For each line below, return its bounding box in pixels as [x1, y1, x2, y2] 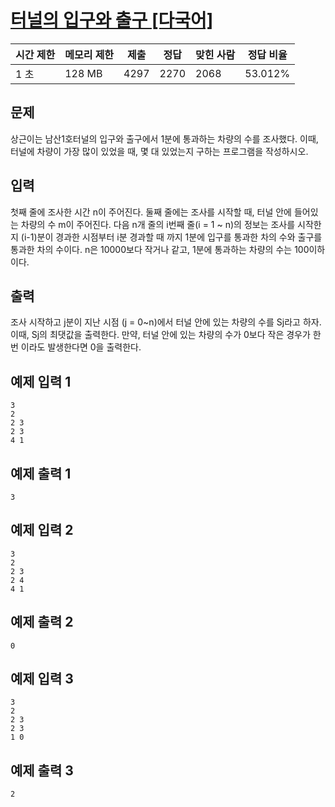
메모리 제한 [64, 47, 115, 61]
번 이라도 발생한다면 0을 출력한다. [10, 341, 142, 353]
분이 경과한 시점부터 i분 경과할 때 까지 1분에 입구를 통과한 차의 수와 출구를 [36, 231, 323, 243]
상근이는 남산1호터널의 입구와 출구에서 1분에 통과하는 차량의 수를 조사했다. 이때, [10, 132, 319, 145]
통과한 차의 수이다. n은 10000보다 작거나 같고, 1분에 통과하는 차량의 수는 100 [10, 243, 310, 255]
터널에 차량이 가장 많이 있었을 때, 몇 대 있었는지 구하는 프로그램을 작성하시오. [10, 145, 309, 157]
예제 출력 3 [10, 762, 74, 779]
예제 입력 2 [10, 522, 74, 539]
